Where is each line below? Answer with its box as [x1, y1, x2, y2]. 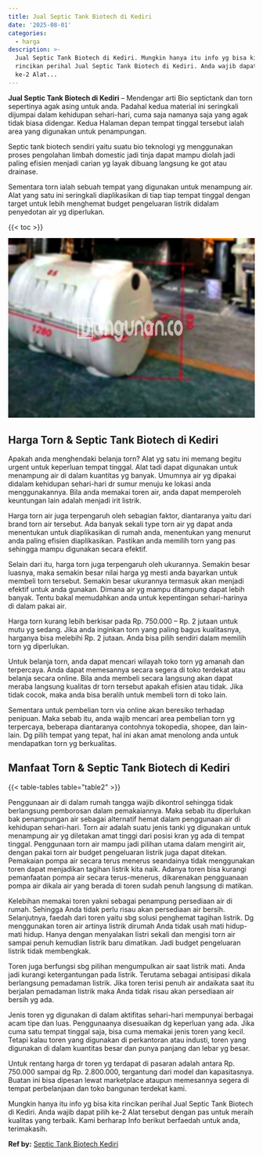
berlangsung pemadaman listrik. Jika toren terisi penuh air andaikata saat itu [8, 978, 254, 987]
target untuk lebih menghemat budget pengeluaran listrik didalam [8, 199, 219, 208]
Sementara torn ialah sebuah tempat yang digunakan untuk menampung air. [8, 181, 253, 192]
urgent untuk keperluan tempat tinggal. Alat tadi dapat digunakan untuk [8, 463, 239, 472]
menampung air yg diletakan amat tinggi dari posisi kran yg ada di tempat [8, 831, 245, 840]
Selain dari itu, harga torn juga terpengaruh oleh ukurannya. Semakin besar [8, 560, 250, 569]
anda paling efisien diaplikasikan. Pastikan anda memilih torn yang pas [8, 536, 236, 546]
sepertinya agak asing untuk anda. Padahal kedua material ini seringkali [8, 101, 239, 111]
